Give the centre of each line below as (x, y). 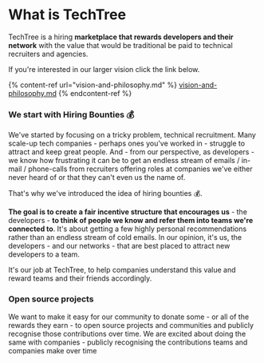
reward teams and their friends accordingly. (80, 278)
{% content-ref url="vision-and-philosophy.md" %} (93, 85)
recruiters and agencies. (48, 54)
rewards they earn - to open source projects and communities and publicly (131, 325)
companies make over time (53, 350)
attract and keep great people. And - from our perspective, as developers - (132, 152)
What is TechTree (67, 15)
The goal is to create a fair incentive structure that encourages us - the (128, 212)
